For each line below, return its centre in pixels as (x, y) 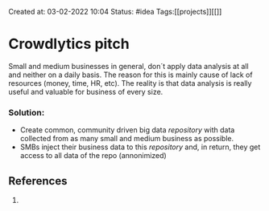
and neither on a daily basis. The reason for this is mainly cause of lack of (130, 75)
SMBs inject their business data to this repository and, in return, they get (140, 147)
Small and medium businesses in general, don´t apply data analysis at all (128, 66)
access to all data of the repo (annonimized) (93, 156)
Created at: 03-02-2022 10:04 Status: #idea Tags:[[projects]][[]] (115, 12)
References (38, 181)
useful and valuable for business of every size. (86, 91)
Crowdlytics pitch (69, 44)
